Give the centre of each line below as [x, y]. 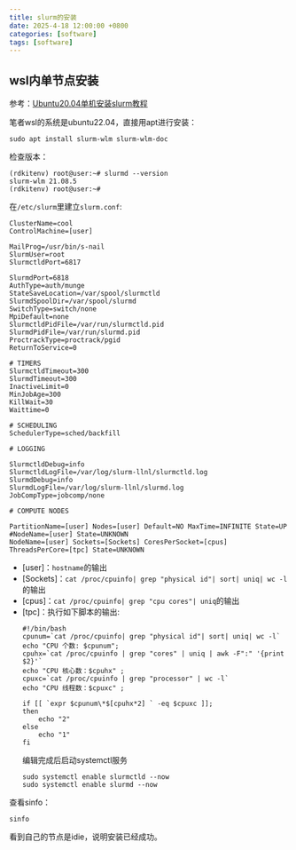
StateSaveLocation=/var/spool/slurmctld [85, 294]
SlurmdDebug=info [41, 481]
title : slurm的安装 [43, 17]
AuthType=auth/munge [47, 286]
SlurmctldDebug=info [47, 465]
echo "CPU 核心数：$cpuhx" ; [73, 671]
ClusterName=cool [41, 224]
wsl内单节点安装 [54, 80]
